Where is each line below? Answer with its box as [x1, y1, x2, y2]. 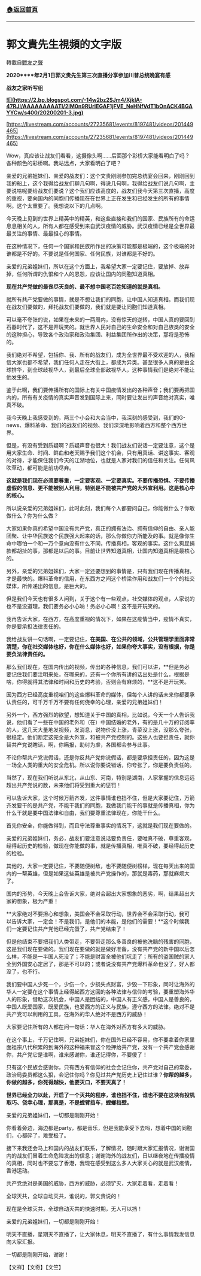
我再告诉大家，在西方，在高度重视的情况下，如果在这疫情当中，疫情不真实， [6, 616, 195, 623]
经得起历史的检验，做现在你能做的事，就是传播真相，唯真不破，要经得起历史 [6, 842, 195, 850]
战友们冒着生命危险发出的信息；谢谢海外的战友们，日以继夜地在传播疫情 [16, 1152, 195, 1159]
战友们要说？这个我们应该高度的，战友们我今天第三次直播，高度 [37, 187, 195, 195]
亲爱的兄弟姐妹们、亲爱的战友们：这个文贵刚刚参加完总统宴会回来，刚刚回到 [6, 172, 195, 180]
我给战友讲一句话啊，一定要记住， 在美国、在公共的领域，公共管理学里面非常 [6, 636, 195, 643]
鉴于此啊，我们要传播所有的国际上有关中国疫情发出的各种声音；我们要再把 [6, 386, 190, 393]
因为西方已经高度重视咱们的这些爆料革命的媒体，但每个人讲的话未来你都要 [6, 691, 190, 698]
